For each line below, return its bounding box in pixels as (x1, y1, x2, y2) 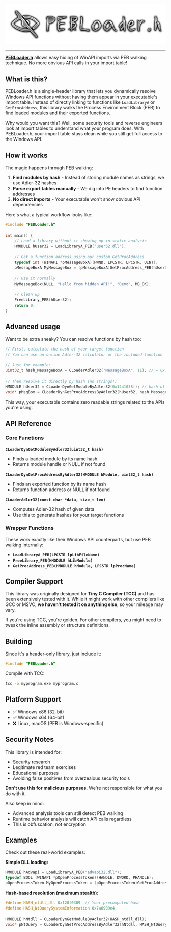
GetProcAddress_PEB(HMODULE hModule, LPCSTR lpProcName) (12, 563, 136, 568)
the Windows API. (5, 136, 43, 143)
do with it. (5, 790, 26, 797)
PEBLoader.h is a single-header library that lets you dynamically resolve (5, 88, 156, 95)
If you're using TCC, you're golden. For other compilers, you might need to (5, 617, 162, 623)
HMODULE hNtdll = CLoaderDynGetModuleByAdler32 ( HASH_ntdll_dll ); (5, 916, 147, 922)
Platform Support (5, 695, 61, 704)
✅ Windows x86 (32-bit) (12, 709, 64, 715)
